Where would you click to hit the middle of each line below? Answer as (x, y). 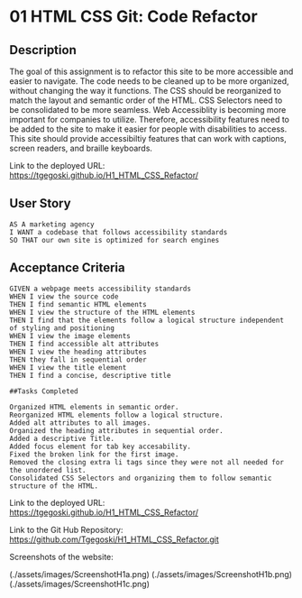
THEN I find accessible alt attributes (84, 344)
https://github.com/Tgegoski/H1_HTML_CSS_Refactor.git (114, 539)
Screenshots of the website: (62, 557)
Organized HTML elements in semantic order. (94, 407)
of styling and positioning (62, 328)
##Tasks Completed (44, 391)
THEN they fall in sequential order (78, 359)
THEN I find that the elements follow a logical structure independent (146, 320)
